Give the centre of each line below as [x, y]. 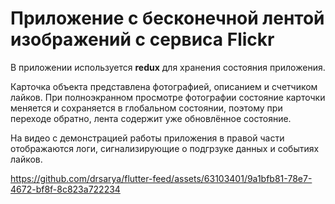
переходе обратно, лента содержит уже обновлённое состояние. [151, 118]
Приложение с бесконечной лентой [167, 18]
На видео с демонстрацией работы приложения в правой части [147, 138]
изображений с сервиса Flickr [142, 39]
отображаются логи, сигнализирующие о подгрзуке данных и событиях [165, 148]
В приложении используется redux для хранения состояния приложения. [168, 67]
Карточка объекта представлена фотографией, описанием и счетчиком [164, 86]
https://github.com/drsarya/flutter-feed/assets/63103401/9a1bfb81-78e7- [161, 178]
